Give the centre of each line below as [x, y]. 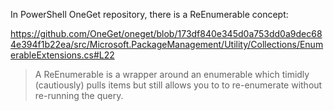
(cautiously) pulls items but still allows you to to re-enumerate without [178, 85]
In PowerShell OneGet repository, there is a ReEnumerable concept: [149, 14]
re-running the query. [79, 95]
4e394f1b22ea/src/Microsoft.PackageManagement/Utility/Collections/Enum [167, 44]
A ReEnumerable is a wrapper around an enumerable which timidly [172, 74]
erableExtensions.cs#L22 [62, 55]
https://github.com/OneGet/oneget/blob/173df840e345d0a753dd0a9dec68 [166, 33]
